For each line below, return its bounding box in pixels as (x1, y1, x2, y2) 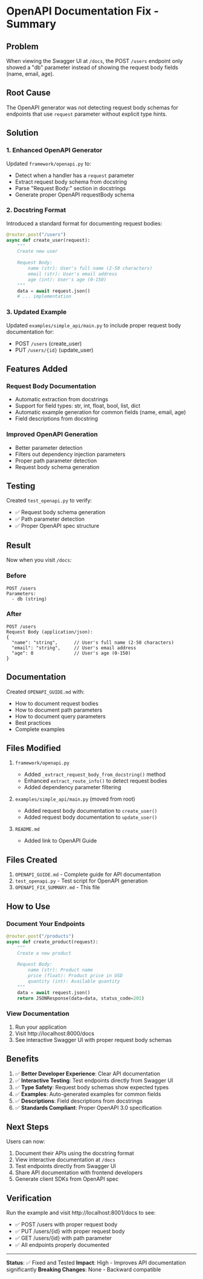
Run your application (14, 1023, 67, 1030)
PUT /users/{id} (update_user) (14, 346, 94, 353)
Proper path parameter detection (14, 456, 97, 464)
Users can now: (6, 1138, 45, 1145)
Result (6, 540, 31, 550)
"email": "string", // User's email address (11, 644, 137, 651)
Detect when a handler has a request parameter (14, 172, 135, 179)
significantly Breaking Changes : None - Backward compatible (6, 1266, 161, 1274)
